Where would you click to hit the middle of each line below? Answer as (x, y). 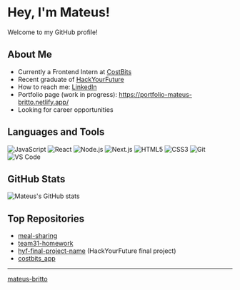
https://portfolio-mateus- (156, 94)
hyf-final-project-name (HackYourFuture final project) (97, 251)
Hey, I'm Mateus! (59, 12)
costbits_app (36, 259)
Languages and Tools (56, 132)
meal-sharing (37, 236)
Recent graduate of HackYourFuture (71, 79)
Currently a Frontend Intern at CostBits (75, 71)
